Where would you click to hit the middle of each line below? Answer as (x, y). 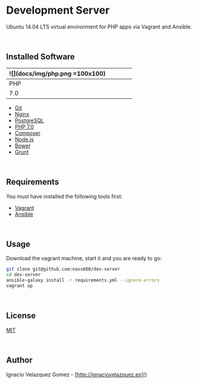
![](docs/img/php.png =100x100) (57, 73)
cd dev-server (24, 275)
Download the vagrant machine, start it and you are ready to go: (84, 258)
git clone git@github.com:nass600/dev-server (63, 269)
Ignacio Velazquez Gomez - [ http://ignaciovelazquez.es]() (77, 375)
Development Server (58, 10)
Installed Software (40, 57)
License (21, 316)
